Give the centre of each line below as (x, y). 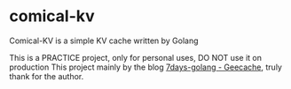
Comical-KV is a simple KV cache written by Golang (104, 41)
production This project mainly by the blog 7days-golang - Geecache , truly (145, 67)
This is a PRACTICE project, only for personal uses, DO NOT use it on (136, 57)
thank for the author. (47, 76)
